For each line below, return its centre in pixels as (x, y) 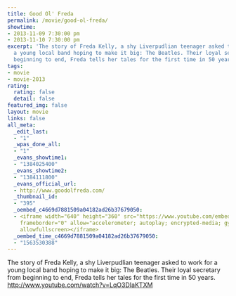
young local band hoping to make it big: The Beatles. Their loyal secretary (114, 270)
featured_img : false (38, 105)
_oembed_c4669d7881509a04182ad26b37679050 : (78, 210)
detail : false (34, 99)
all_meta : (22, 125)
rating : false (34, 92)
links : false (26, 118)
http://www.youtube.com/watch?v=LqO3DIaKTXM (80, 285)
